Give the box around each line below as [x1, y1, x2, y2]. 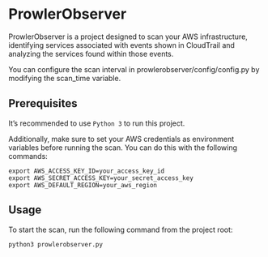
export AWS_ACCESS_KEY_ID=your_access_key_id [8, 167, 164, 175]
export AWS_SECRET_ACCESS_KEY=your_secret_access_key [8, 173, 194, 182]
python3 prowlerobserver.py [8, 240, 104, 248]
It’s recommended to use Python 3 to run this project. [8, 118, 185, 128]
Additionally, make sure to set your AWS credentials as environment [8, 134, 235, 143]
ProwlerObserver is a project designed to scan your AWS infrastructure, [8, 32, 249, 41]
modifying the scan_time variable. [8, 73, 121, 83]
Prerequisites [8, 96, 78, 110]
